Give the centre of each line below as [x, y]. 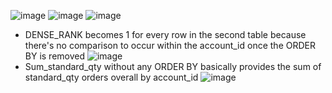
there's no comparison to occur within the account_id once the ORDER [170, 45]
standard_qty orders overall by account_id [111, 77]
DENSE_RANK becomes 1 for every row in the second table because [165, 34]
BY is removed [55, 56]
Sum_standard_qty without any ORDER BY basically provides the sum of [173, 66]
